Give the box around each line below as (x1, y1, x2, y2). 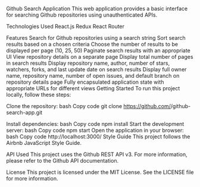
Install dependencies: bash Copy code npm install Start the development (6, 121, 185, 127)
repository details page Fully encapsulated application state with (6, 78, 164, 85)
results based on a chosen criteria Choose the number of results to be (6, 41, 179, 47)
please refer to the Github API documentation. (6, 157, 119, 164)
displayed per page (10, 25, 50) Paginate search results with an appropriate (6, 47, 190, 54)
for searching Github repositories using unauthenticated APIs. (6, 11, 158, 18)
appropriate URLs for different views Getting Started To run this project (6, 85, 180, 91)
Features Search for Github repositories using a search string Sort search (6, 34, 186, 41)
